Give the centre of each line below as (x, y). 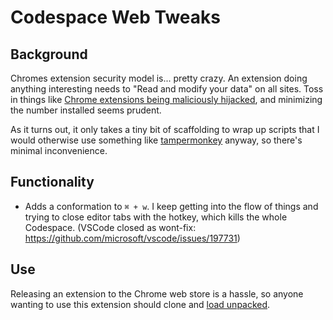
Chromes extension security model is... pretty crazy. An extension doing (159, 78)
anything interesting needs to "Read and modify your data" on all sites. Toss (167, 89)
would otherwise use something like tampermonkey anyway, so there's (156, 140)
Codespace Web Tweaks (115, 17)
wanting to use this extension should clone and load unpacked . (140, 304)
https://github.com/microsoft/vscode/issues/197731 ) (132, 238)
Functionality (52, 182)
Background (49, 54)
